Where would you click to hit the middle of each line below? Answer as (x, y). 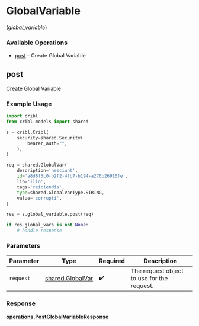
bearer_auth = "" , (47, 143)
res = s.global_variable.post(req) (50, 215)
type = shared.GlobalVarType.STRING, (61, 193)
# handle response (39, 231)
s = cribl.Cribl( (28, 132)
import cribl (22, 116)
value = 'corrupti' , (39, 198)
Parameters (23, 246)
